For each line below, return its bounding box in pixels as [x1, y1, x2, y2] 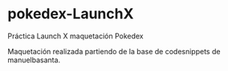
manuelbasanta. [7, 55, 61, 65]
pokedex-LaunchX [7, 5, 134, 23]
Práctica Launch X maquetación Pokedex [7, 31, 144, 41]
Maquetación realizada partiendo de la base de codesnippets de [7, 46, 221, 56]
